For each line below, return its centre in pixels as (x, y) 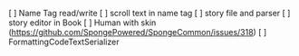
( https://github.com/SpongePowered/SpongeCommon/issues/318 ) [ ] (138, 32)
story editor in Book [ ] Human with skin (82, 23)
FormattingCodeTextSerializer (64, 42)
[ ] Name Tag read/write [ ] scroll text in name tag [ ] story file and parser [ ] (149, 13)
